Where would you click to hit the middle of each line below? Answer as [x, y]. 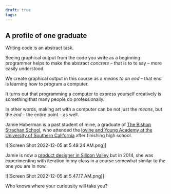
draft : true [18, 10]
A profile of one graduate [46, 36]
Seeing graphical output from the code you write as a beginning [73, 58]
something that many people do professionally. [55, 99]
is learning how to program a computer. [47, 84]
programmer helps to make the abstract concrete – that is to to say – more [84, 63]
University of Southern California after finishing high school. [69, 136]
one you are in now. [26, 166]
